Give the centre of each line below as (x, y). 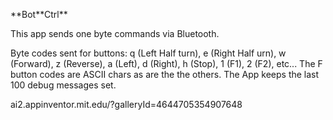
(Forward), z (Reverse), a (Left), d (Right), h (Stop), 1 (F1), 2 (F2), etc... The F (166, 63)
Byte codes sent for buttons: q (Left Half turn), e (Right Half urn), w (148, 53)
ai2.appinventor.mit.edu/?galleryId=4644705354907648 (126, 104)
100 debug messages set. (63, 85)
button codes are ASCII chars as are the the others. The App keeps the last (165, 74)
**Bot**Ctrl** (39, 14)
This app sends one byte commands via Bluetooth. (115, 33)
